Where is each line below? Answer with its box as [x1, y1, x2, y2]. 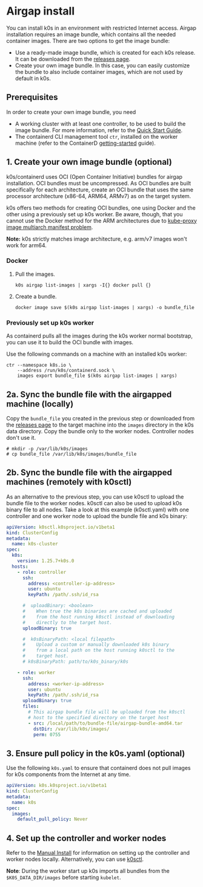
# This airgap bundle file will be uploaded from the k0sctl [28, 709, 186, 716]
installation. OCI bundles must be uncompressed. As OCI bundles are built [6, 179, 191, 187]
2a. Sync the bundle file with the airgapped [6, 389, 172, 399]
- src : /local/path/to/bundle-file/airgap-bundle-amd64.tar [28, 720, 183, 726]
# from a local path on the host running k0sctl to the [22, 647, 175, 654]
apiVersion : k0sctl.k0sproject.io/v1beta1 [6, 524, 115, 530]
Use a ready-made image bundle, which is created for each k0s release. [15, 48, 196, 56]
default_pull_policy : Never [17, 816, 88, 822]
